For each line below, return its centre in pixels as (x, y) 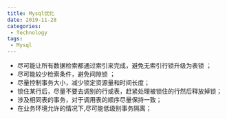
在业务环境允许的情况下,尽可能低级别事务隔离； (84, 108)
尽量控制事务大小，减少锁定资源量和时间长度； (83, 82)
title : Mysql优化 (31, 13)
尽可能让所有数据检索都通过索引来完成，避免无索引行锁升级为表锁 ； (114, 65)
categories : (24, 26)
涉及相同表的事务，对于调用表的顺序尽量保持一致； (89, 100)
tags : (15, 39)
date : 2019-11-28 (32, 20)
